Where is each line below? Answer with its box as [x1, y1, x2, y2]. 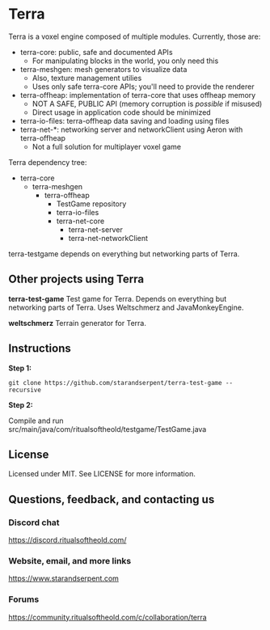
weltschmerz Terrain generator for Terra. [8, 318, 147, 328]
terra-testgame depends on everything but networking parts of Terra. [8, 248, 240, 259]
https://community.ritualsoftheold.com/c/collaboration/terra [8, 612, 208, 622]
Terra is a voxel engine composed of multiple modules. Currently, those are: [8, 32, 261, 41]
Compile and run [8, 416, 64, 425]
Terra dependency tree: [8, 157, 87, 167]
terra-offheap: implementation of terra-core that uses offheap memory [19, 90, 256, 99]
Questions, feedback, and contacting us [8, 493, 215, 506]
